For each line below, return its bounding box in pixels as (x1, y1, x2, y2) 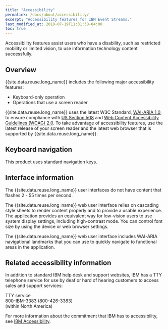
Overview (5, 65, 37, 74)
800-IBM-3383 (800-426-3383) (5, 298, 73, 304)
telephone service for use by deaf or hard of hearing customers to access (5, 277, 159, 284)
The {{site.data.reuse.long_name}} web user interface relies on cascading (5, 202, 159, 208)
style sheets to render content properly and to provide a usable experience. (5, 207, 162, 213)
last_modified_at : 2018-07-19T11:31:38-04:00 (5, 21, 102, 27)
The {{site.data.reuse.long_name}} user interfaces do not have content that (5, 186, 161, 193)
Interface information (5, 173, 74, 182)
